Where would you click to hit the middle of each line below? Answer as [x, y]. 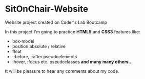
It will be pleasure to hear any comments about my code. [62, 71]
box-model [23, 41]
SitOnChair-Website [47, 9]
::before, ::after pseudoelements [44, 56]
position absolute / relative [39, 46]
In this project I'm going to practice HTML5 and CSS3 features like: [72, 32]
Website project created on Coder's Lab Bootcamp [56, 22]
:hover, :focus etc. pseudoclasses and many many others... [72, 62]
